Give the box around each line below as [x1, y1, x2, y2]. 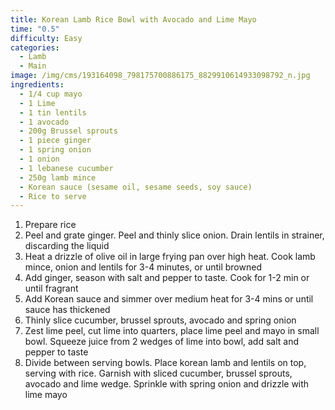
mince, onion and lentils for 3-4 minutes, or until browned [24, 261, 262, 273]
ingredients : [10, 80, 65, 90]
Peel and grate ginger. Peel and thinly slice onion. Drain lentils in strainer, [24, 229, 325, 241]
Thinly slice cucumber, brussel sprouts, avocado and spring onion [24, 314, 297, 326]
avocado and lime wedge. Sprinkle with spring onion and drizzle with [24, 378, 310, 390]
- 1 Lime [19, 98, 56, 108]
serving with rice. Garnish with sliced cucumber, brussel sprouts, [24, 367, 293, 380]
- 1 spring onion [19, 145, 92, 155]
